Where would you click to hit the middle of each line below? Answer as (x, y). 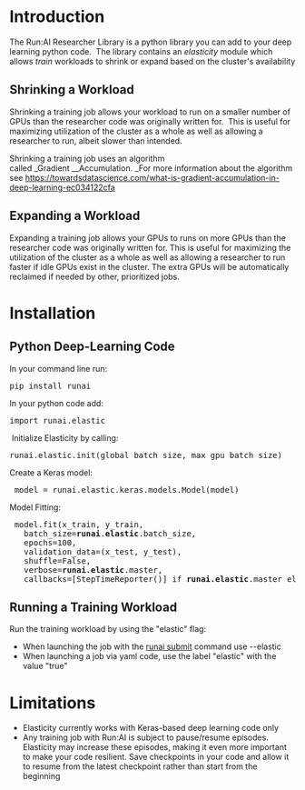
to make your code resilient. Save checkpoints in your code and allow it (156, 757)
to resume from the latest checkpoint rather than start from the (140, 766)
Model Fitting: (35, 507)
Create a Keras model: (51, 472)
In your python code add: (57, 403)
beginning (41, 776)
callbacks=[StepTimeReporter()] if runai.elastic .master (153, 579)
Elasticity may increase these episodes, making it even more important (155, 747)
